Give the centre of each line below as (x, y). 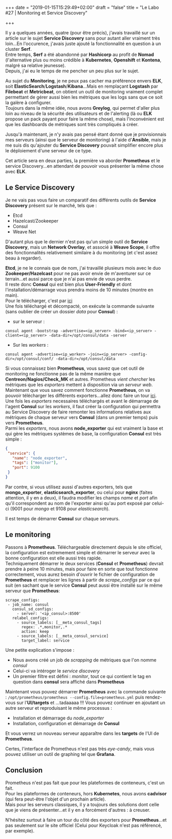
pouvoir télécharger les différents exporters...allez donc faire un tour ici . (81, 395)
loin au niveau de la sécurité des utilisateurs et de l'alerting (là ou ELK (79, 113)
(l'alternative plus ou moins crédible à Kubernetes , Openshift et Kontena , (83, 60)
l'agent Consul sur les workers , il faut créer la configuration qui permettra (83, 406)
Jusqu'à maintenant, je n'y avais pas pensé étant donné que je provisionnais (86, 134)
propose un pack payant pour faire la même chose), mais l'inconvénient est (85, 119)
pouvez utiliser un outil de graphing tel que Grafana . (60, 754)
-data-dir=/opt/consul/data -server (88, 335)
